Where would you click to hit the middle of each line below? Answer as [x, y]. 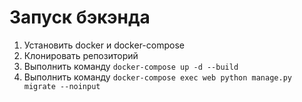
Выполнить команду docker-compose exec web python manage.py [157, 77]
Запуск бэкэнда [80, 17]
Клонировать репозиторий [81, 55]
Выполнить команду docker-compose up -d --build [131, 66]
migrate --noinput [62, 86]
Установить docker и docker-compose [104, 45]
